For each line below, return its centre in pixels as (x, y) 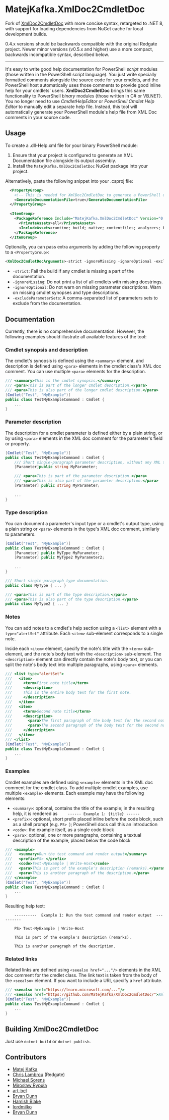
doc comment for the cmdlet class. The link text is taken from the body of (81, 975)
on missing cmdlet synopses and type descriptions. (66, 293)
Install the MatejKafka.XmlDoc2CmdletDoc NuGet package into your (80, 166)
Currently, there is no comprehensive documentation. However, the (75, 331)
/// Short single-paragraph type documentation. (57, 581)
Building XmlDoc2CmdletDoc (52, 1029)
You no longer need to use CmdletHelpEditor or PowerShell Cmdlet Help (80, 101)
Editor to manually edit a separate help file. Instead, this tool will (71, 107)
